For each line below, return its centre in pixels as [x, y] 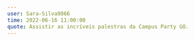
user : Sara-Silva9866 [39, 14]
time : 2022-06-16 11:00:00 [46, 20]
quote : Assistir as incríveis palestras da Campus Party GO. [98, 26]
